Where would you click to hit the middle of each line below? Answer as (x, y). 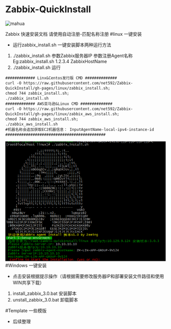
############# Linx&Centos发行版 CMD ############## (61, 78)
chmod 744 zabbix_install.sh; (37, 93)
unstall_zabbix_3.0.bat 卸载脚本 (45, 300)
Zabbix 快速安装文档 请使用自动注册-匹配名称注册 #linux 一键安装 (74, 34)
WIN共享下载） (28, 283)
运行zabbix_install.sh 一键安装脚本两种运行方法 (62, 45)
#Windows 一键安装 (26, 265)
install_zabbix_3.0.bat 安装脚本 (45, 293)
